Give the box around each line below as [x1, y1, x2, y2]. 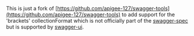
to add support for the [121, 11, 175, 18]
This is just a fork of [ [6, 5, 58, 12]
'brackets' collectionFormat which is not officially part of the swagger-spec [6, 17, 188, 24]
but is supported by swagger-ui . [6, 23, 84, 30]
